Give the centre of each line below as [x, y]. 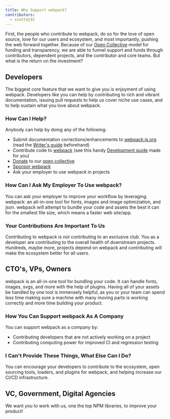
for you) [21, 156]
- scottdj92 [23, 19]
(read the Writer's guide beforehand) [51, 145]
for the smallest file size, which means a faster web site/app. [69, 212]
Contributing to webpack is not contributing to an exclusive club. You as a [82, 237]
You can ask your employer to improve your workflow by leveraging [76, 196]
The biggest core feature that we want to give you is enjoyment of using [80, 89]
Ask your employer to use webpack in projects [61, 172]
